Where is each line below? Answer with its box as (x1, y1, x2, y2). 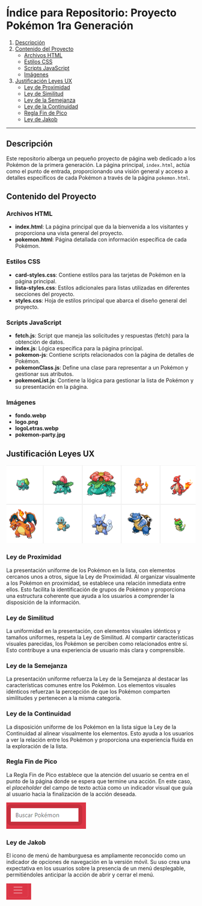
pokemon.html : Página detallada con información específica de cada (14, 236, 187, 244)
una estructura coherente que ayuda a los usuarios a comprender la (6, 592, 174, 599)
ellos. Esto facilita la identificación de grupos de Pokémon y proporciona (6, 585, 185, 593)
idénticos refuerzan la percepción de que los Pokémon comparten (6, 688, 170, 696)
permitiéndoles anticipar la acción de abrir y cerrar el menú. (6, 871, 155, 878)
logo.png (14, 418, 38, 426)
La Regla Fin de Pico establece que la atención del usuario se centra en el (6, 771, 189, 778)
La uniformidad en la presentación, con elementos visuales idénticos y (6, 627, 181, 634)
